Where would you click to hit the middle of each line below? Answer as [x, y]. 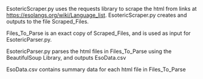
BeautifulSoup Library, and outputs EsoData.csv [66, 58]
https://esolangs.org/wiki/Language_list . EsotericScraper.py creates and [97, 15]
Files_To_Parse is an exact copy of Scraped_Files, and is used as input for [98, 33]
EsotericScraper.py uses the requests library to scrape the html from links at [101, 9]
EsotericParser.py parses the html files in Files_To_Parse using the [89, 51]
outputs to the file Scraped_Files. [48, 21]
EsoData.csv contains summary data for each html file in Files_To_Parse [96, 69]
